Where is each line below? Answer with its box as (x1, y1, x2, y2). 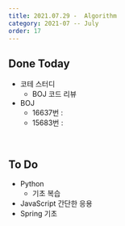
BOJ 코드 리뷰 (31, 90, 77, 99)
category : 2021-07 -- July (8, 19, 99, 27)
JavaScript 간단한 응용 (19, 199, 93, 208)
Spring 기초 (19, 209, 58, 218)
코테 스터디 (19, 79, 56, 89)
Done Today (8, 56, 70, 70)
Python (19, 179, 44, 188)
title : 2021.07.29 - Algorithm (8, 11, 117, 20)
